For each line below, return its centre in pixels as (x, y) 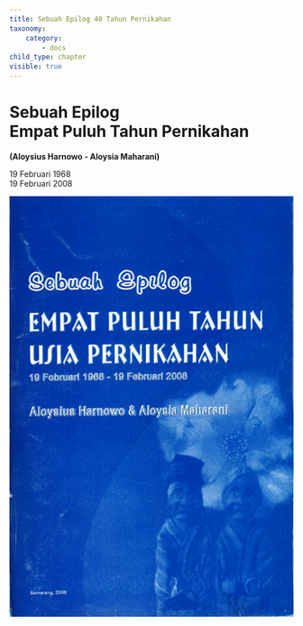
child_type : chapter (48, 57)
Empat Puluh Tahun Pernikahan (129, 132)
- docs (54, 48)
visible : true (36, 67)
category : (44, 38)
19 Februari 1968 (40, 174)
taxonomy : (28, 28)
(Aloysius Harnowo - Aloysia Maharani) (85, 156)
